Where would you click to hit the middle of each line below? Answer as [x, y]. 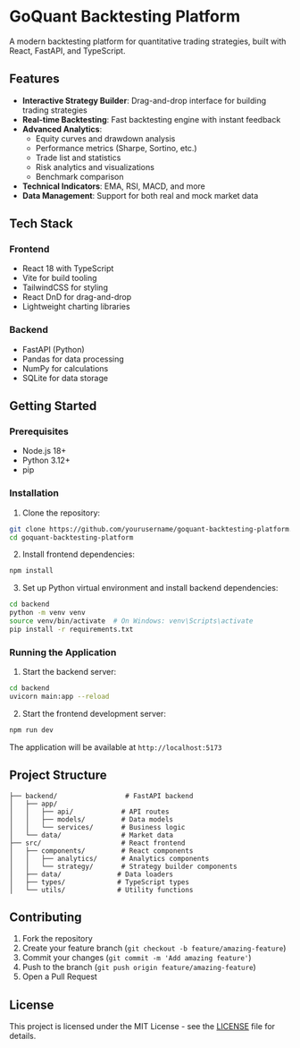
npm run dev [31, 730]
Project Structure [58, 775]
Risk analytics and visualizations [95, 166]
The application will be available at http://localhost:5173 [116, 747]
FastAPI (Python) [53, 349]
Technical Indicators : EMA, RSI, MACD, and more [113, 186]
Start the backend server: [69, 672]
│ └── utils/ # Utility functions [101, 890]
